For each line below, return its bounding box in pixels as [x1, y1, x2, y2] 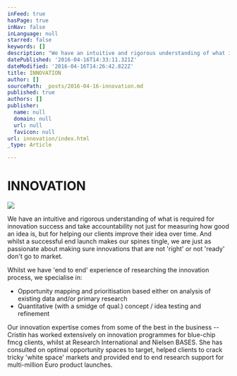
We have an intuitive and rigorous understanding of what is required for [7, 214, 215, 223]
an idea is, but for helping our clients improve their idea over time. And [7, 230, 212, 238]
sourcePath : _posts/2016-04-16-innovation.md [7, 83, 143, 90]
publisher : [7, 102, 39, 109]
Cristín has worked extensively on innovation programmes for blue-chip [7, 331, 216, 339]
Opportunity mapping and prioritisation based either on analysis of [17, 287, 212, 296]
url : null [13, 121, 42, 129]
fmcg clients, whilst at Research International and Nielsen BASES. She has [7, 338, 223, 346]
